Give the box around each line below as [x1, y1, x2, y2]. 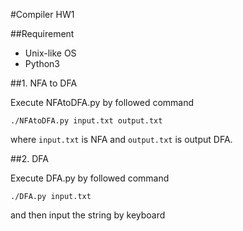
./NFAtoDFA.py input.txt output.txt [10, 116, 163, 126]
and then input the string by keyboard [10, 209, 166, 221]
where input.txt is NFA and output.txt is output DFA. [10, 134, 233, 145]
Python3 [24, 58, 60, 69]
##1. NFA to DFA [10, 77, 78, 89]
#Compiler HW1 [10, 9, 75, 20]
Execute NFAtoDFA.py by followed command [10, 97, 195, 108]
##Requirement [10, 28, 75, 39]
